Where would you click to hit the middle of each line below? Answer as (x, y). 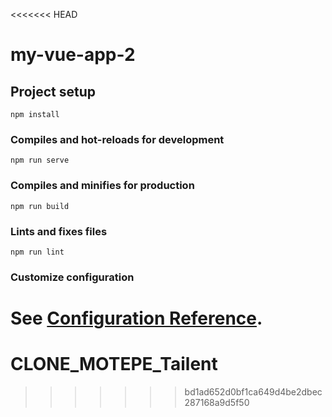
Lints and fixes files (59, 231)
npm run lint (37, 252)
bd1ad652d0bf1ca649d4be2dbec (253, 391)
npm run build (40, 206)
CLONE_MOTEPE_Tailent (114, 364)
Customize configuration (72, 277)
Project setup (53, 91)
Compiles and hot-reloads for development (117, 139)
